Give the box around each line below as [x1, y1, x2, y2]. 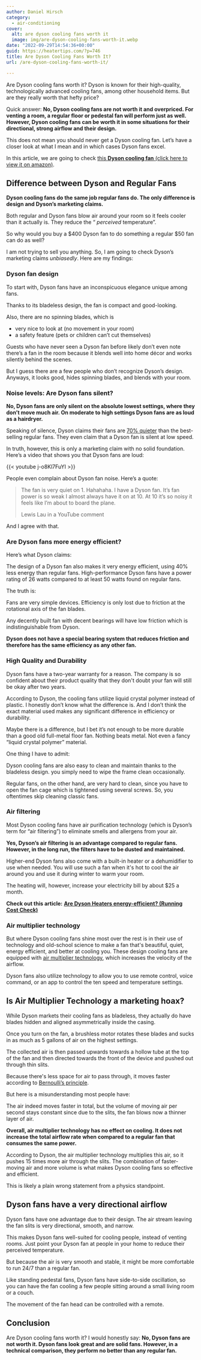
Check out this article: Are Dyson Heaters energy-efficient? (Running [6, 899, 183, 907]
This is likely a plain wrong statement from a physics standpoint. [6, 1182, 165, 1189]
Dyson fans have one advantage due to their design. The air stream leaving [6, 1216, 192, 1223]
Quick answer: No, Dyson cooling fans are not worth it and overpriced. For [6, 105, 194, 113]
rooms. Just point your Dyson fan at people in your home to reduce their [6, 1240, 185, 1247]
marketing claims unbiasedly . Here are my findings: [6, 255, 134, 262]
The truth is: [6, 588, 37, 595]
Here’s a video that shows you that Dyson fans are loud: [6, 451, 144, 458]
